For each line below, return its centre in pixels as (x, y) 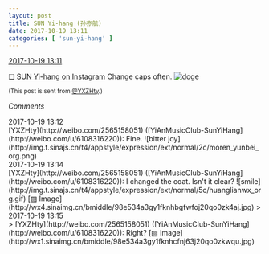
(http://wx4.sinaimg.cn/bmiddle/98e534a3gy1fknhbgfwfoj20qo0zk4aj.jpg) (131, 207)
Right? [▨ (142, 233)
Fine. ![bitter (146, 139)
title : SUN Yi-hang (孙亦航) (55, 23)
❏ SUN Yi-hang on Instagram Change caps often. (90, 76)
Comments (26, 106)
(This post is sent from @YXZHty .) (55, 92)
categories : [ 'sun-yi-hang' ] (61, 38)
